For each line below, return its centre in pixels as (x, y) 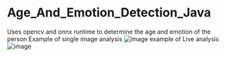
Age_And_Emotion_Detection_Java (109, 13)
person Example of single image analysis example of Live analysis (113, 38)
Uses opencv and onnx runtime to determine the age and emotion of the (109, 32)
